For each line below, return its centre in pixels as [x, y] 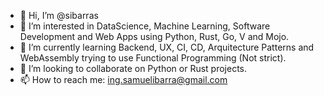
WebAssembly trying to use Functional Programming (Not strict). [153, 58]
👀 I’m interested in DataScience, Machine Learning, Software [145, 26]
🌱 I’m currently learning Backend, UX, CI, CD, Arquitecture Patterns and [167, 47]
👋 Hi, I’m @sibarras [59, 15]
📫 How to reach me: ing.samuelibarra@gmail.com [123, 79]
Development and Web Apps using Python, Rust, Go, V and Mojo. [154, 36]
